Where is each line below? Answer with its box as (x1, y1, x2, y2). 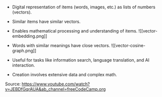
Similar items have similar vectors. (12, 19, 81, 24)
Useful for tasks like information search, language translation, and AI (12, 57, 150, 63)
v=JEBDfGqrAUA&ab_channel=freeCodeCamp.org (5, 86, 106, 92)
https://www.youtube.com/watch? (21, 81, 90, 87)
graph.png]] (12, 48, 36, 53)
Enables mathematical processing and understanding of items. (12, 28, 138, 33)
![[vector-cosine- (111, 43, 146, 48)
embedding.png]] (12, 33, 48, 39)
